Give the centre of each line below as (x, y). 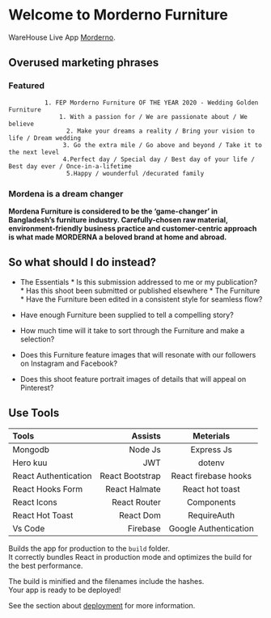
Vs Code (29, 528)
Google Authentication (212, 528)
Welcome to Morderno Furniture (118, 15)
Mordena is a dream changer (66, 193)
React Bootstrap (131, 476)
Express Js (212, 449)
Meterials (212, 436)
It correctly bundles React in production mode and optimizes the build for (130, 557)
